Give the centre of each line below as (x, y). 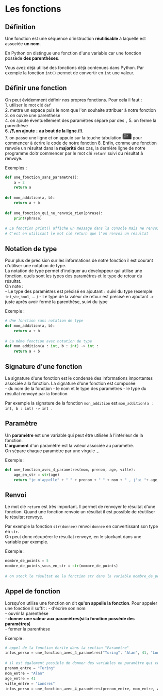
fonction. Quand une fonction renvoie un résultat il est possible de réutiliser (80, 512)
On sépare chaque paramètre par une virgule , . (52, 451)
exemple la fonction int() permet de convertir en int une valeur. (70, 73)
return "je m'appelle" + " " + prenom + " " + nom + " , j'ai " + (81, 480)
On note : (14, 286)
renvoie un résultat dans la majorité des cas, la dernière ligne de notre (75, 148)
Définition (20, 27)
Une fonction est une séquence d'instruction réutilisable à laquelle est (75, 38)
